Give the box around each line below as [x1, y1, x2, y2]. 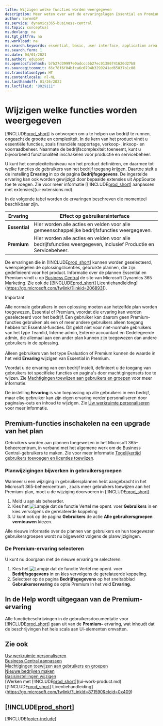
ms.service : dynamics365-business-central [5, 20, 92, 26]
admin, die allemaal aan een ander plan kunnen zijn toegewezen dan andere [5, 335, 157, 341]
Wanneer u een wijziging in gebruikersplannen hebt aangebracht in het [5, 478, 147, 484]
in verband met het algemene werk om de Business [38, 445, 141, 451]
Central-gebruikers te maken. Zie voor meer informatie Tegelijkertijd [5, 450, 141, 456]
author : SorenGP [5, 16, 38, 21]
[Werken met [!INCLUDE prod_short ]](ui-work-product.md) [5, 678, 122, 684]
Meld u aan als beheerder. [12, 498, 65, 504]
